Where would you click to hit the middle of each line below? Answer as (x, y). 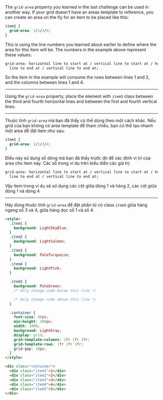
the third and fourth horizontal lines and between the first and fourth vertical (81, 102)
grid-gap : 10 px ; (30, 349)
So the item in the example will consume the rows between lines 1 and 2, (77, 77)
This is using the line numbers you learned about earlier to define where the (81, 44)
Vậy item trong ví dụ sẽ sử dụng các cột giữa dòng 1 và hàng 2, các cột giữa (81, 185)
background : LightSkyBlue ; (41, 228)
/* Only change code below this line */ (55, 291)
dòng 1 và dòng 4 (22, 191)
